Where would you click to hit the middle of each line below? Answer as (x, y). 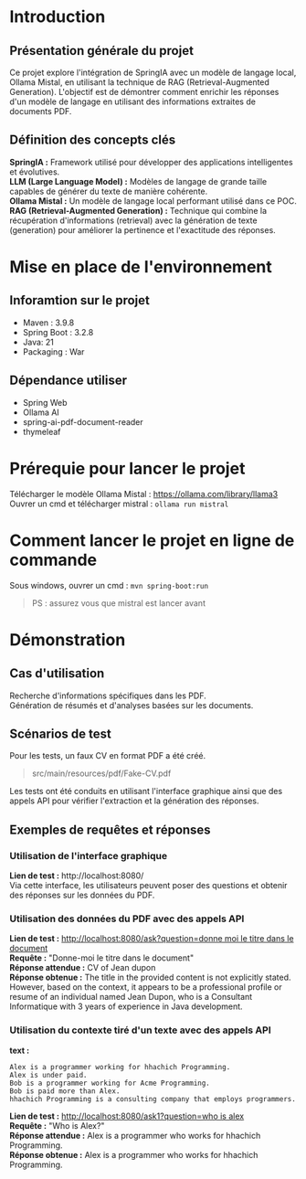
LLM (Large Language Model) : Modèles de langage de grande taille (138, 181)
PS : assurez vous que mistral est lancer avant (118, 603)
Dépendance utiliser (69, 381)
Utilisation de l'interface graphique (88, 855)
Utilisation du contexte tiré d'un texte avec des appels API (140, 1030)
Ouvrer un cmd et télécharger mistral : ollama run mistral (119, 504)
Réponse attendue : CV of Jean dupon (83, 968)
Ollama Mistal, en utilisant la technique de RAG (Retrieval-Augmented (139, 82)
